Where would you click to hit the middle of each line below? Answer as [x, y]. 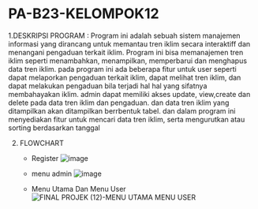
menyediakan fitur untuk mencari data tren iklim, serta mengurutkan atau [127, 119]
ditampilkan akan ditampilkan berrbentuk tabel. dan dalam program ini [122, 110]
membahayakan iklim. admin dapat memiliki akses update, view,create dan [129, 94]
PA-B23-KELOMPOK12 [84, 14]
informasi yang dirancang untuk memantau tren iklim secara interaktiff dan [129, 43]
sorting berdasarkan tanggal [54, 128]
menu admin [52, 174]
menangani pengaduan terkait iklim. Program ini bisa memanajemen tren [126, 52]
